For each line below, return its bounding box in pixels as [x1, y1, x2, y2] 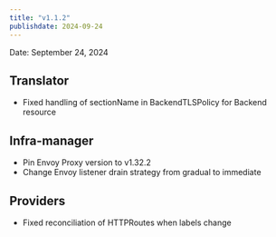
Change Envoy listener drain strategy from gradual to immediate [22, 167, 262, 178]
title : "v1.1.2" [9, 13, 71, 23]
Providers [9, 193, 66, 209]
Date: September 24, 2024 [9, 46, 109, 57]
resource [22, 106, 57, 118]
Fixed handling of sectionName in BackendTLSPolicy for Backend [22, 97, 267, 108]
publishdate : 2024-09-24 [9, 22, 103, 31]
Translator [9, 73, 70, 88]
